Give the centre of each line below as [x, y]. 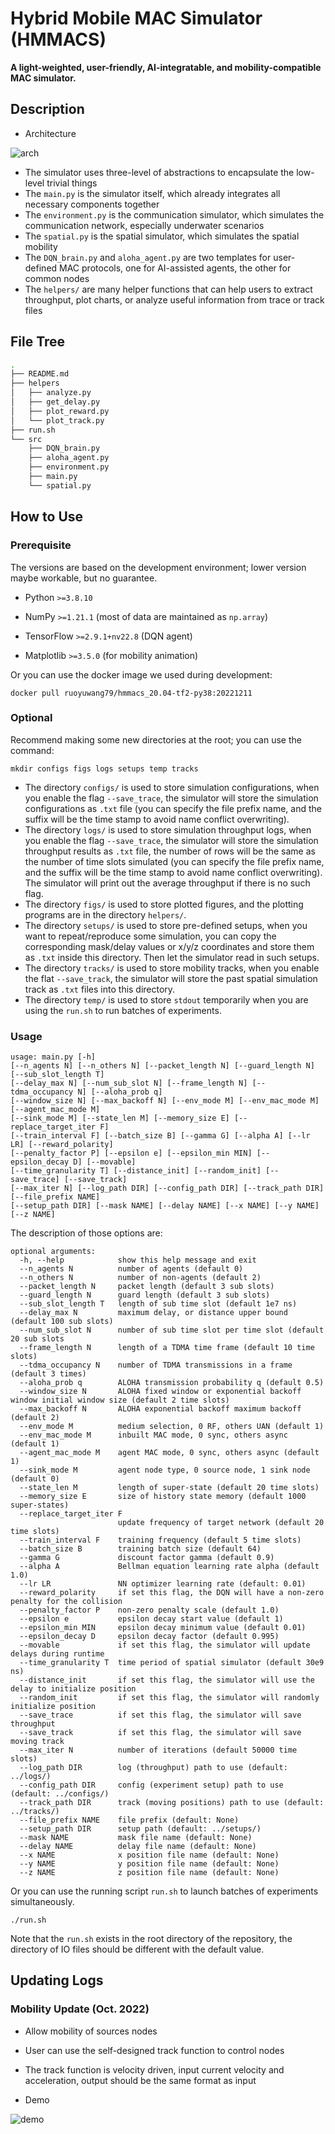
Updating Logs [57, 1980]
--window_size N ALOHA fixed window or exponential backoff [160, 1392]
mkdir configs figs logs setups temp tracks [104, 768]
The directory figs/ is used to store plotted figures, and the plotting [164, 904]
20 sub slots [37, 1339]
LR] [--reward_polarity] [62, 1145]
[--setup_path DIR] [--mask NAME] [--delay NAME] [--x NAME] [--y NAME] [165, 1206]
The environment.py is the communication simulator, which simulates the [174, 214]
